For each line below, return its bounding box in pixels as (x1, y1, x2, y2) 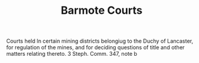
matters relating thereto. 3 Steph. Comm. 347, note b (6, 50, 137, 58)
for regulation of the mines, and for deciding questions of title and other (6, 44, 185, 51)
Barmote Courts (60, 4, 143, 17)
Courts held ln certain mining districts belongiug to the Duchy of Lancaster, (6, 37, 194, 45)
